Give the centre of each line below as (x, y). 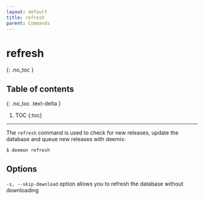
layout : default (27, 12)
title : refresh (25, 18)
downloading (23, 190)
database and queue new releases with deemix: (66, 139)
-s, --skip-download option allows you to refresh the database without (95, 184)
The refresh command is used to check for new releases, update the (93, 133)
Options (22, 169)
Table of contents (40, 89)
